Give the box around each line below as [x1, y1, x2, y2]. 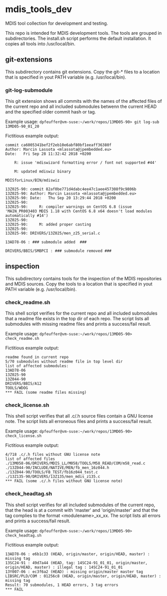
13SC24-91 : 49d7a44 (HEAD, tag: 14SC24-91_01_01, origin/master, [5, 560, 148, 565]
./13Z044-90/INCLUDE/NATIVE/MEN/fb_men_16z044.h [5, 465, 109, 470]
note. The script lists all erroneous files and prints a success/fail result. [5, 419, 152, 425]
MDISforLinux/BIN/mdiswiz [5, 178, 60, 183]
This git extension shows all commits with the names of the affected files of [5, 98, 162, 104]
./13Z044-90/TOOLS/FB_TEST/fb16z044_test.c [5, 470, 98, 475]
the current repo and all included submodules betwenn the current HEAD [5, 103, 157, 109]
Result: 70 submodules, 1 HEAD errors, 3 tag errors [5, 582, 119, 587]
